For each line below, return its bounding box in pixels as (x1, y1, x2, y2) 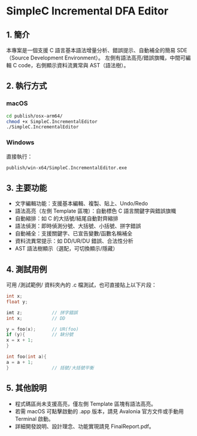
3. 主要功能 (6, 183, 47, 193)
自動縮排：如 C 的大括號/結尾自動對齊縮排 (14, 215, 119, 222)
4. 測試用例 (6, 264, 47, 274)
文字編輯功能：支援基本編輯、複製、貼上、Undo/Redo (14, 200, 148, 207)
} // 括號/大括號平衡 (6, 365, 94, 371)
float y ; (6, 298, 28, 304)
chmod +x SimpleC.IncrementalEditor (6, 118, 98, 124)
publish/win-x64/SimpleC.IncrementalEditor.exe (6, 165, 128, 171)
